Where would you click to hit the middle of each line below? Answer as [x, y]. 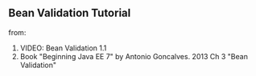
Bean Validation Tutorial [70, 13]
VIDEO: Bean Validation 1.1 [63, 48]
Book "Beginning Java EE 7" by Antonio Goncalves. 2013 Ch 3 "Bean [134, 56]
